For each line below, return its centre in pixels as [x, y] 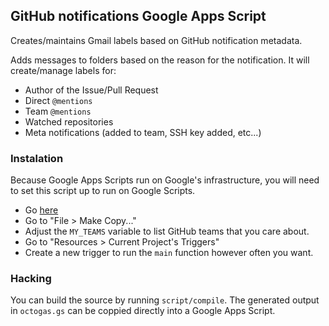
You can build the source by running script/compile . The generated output [165, 300]
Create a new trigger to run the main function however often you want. [169, 253]
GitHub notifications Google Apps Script [138, 16]
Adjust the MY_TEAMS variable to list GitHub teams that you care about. [167, 231]
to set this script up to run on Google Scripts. [103, 191]
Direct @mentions [58, 100]
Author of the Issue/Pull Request [91, 90]
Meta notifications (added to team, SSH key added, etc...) [143, 132]
